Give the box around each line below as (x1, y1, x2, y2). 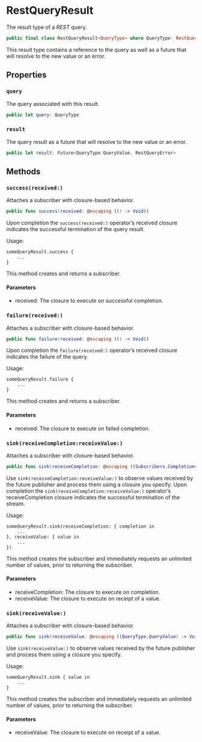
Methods (6, 166, 41, 176)
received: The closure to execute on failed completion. (14, 425, 150, 432)
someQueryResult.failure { (6, 377, 74, 383)
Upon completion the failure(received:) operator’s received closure (6, 347, 177, 354)
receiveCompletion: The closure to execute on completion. (14, 589, 161, 596)
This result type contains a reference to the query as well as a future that (6, 46, 187, 53)
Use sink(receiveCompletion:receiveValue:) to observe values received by (6, 474, 194, 481)
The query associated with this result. (6, 100, 100, 107)
